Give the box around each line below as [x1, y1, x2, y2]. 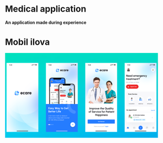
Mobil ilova [5, 36, 50, 48]
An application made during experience [5, 19, 86, 25]
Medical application [5, 3, 86, 15]
